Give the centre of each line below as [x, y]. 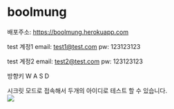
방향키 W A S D [28, 76]
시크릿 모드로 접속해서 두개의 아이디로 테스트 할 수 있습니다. [87, 90]
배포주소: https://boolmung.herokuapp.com [68, 32]
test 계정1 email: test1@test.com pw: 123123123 [74, 46]
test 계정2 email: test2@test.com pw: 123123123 [75, 61]
